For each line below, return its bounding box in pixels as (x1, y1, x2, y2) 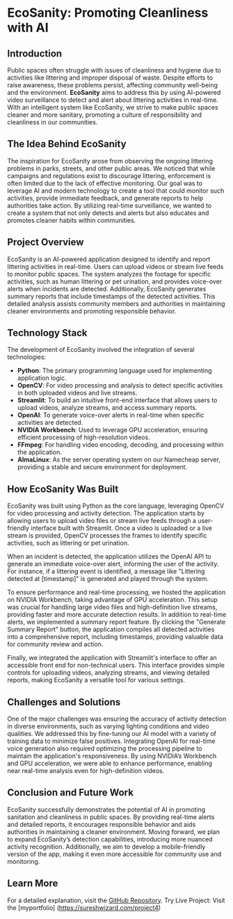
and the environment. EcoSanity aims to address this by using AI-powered (7, 89, 221, 96)
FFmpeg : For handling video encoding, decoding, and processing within (17, 441, 224, 449)
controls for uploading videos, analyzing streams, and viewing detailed (7, 668, 210, 677)
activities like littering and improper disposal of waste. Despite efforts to (7, 73, 214, 82)
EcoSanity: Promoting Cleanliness (7, 5, 209, 21)
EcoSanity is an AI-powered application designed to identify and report (7, 255, 211, 263)
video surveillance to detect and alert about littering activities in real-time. (7, 96, 219, 104)
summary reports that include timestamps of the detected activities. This (7, 292, 216, 300)
